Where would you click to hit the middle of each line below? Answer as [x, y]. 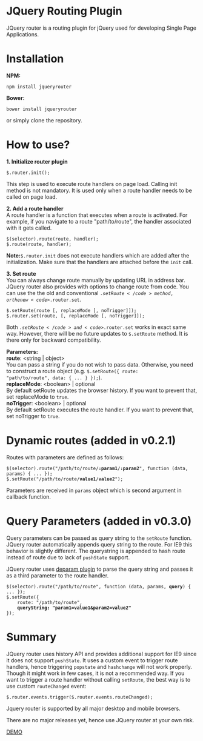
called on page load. [32, 197]
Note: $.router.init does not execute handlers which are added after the [98, 255]
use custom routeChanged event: [46, 686]
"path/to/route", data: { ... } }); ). [54, 377]
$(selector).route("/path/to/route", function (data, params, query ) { [98, 586]
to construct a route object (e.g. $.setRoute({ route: [72, 371]
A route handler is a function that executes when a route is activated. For [97, 215]
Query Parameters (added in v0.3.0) [99, 521]
